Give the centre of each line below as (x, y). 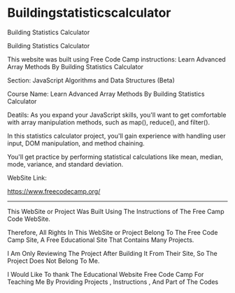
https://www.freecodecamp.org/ (54, 191)
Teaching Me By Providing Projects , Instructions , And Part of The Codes (113, 282)
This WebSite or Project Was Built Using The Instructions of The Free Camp (116, 211)
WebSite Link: (27, 178)
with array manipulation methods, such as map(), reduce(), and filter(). (109, 122)
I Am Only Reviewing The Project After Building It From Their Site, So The (113, 253)
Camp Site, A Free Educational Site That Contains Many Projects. (101, 240)
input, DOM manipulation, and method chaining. (76, 143)
